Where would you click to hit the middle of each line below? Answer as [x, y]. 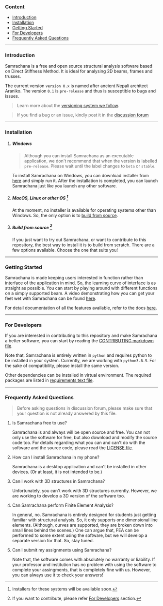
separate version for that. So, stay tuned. [53, 540]
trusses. [13, 76]
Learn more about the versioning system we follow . [68, 105]
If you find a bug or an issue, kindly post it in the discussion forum [83, 115]
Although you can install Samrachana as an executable [79, 156]
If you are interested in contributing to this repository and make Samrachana [81, 336]
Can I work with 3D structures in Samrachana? [58, 481]
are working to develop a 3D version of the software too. [68, 496]
